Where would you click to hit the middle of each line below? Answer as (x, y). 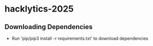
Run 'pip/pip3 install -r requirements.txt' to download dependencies (80, 38)
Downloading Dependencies (49, 27)
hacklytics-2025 (39, 9)
